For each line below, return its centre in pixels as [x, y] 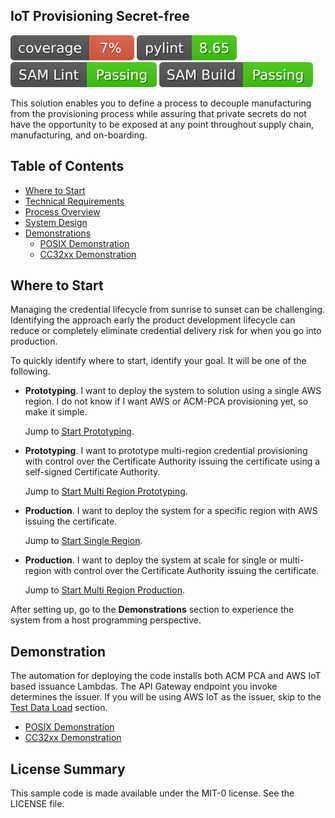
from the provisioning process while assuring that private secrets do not [158, 113]
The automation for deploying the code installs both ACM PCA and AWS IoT [166, 676]
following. [30, 371]
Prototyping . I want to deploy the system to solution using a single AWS [173, 391]
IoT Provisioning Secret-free [100, 16]
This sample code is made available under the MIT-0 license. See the [152, 793]
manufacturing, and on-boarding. [79, 135]
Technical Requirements [74, 201]
